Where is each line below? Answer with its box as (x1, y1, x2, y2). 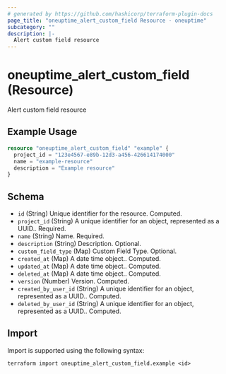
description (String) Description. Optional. (17, 240, 141, 248)
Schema (7, 190, 44, 202)
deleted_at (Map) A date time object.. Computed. (17, 269, 161, 278)
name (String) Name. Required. (17, 232, 105, 240)
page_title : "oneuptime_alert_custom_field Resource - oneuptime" (7, 17, 207, 24)
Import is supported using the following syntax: (7, 346, 145, 354)
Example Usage (7, 126, 78, 138)
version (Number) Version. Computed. (17, 277, 129, 286)
